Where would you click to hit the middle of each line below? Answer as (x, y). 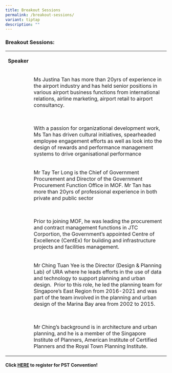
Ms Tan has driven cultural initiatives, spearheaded (95, 134)
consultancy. (49, 105)
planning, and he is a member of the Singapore (90, 333)
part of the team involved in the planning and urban (95, 297)
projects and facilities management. (76, 247)
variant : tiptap (23, 19)
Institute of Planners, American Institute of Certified (95, 340)
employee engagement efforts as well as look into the (98, 141)
